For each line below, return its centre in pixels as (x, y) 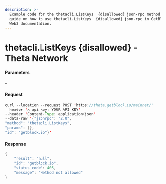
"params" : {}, (20, 128)
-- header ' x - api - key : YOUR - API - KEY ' (43, 110)
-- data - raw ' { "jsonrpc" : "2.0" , (38, 119)
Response (16, 144)
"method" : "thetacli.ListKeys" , (38, 123)
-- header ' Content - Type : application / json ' (51, 114)
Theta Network (37, 58)
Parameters (17, 73)
